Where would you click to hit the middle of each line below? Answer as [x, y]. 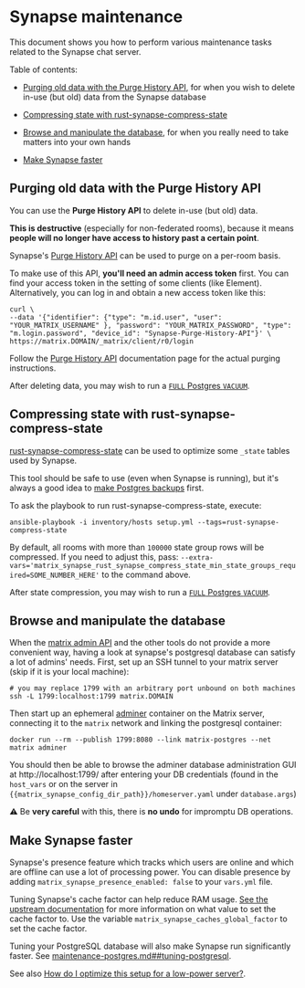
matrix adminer [38, 748]
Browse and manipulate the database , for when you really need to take [156, 132]
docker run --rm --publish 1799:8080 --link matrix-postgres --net [141, 740]
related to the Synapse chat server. [75, 51]
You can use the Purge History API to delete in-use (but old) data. [134, 210]
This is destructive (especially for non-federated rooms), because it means [152, 228]
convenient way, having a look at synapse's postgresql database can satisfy [152, 652]
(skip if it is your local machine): [69, 672]
